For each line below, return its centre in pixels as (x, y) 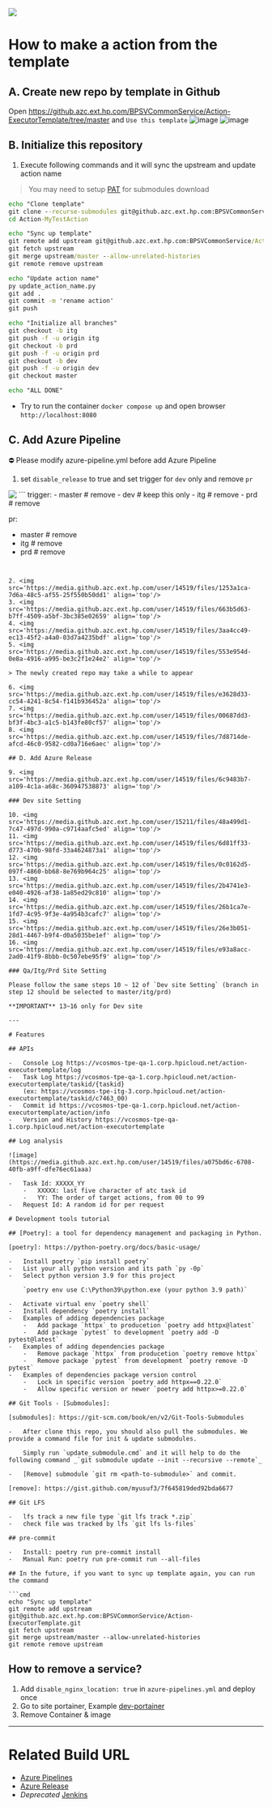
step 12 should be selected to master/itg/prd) (90, 992)
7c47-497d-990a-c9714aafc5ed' (59, 829)
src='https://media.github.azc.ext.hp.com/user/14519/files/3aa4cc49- (130, 630)
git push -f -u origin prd (54, 353)
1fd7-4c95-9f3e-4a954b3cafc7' (59, 914)
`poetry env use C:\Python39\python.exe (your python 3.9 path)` (136, 1290)
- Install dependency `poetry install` (79, 1311)
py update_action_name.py (52, 286)
